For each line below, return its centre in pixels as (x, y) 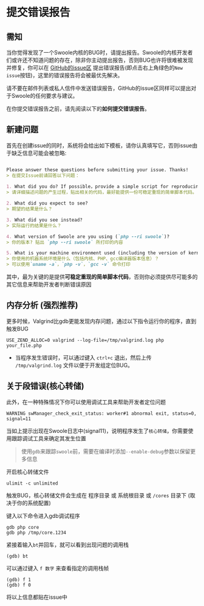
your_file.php (24, 346)
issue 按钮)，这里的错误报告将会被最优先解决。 (65, 75)
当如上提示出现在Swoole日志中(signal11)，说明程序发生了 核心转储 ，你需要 (97, 431)
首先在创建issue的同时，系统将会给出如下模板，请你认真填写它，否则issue (99, 145)
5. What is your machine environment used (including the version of (96, 253)
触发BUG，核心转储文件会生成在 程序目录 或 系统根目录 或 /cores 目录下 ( (98, 495)
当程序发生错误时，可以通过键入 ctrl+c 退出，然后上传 (83, 357)
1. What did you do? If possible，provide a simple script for (87, 187)
